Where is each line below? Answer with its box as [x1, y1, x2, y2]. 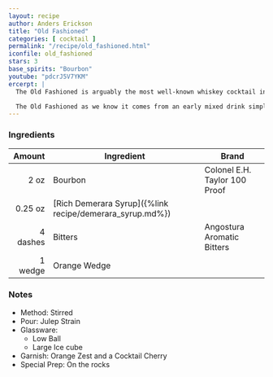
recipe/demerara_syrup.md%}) [52, 208, 171, 219]
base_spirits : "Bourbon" [8, 65, 93, 73]
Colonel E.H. [204, 164, 252, 175]
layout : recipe [8, 11, 60, 20]
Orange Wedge [52, 260, 111, 271]
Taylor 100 [204, 174, 246, 186]
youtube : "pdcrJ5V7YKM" [8, 72, 89, 81]
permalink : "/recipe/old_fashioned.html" [8, 42, 151, 50]
